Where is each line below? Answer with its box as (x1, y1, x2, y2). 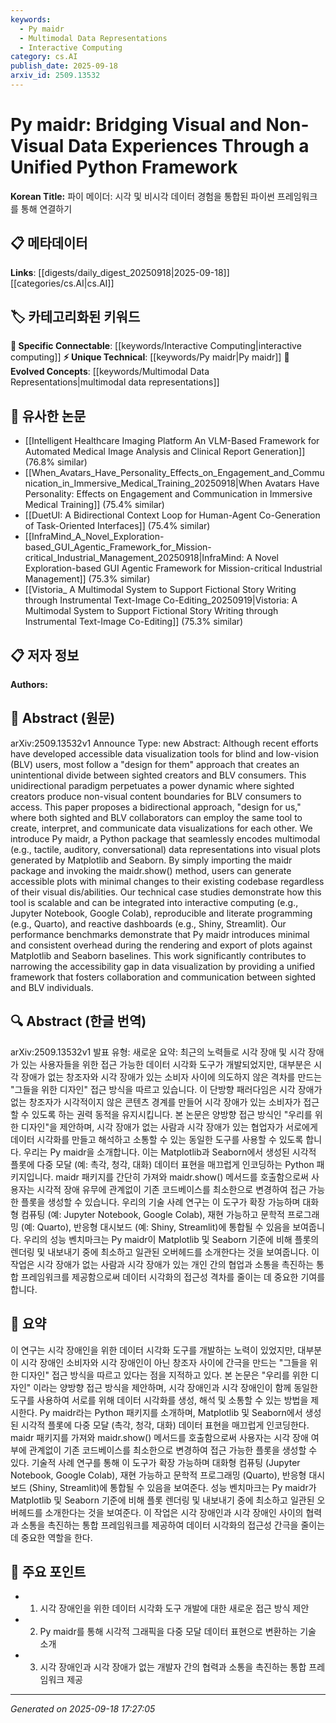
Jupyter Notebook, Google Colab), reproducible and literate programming (10, 907, 313, 919)
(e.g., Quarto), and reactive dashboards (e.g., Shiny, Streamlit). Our (10, 917, 287, 930)
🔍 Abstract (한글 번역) (10, 1013, 147, 1030)
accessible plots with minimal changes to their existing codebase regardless (10, 875, 325, 887)
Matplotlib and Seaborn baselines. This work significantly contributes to (10, 949, 307, 961)
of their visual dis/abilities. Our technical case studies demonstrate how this (10, 886, 322, 898)
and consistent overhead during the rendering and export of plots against (10, 939, 313, 951)
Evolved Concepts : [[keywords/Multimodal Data (10, 366, 210, 378)
